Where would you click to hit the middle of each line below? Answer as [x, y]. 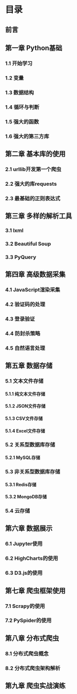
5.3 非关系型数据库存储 [33, 471]
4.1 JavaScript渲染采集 [33, 290]
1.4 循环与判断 [22, 107]
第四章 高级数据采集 [35, 274]
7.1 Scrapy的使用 [25, 606]
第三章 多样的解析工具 [38, 216]
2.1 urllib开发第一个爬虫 [33, 169]
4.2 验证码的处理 [25, 305]
